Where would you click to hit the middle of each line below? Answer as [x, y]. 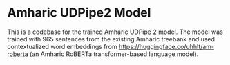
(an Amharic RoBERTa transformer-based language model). [114, 54]
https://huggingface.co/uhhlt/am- [166, 46]
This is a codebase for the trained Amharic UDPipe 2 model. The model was [115, 32]
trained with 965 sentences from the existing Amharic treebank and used [111, 39]
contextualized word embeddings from [62, 46]
